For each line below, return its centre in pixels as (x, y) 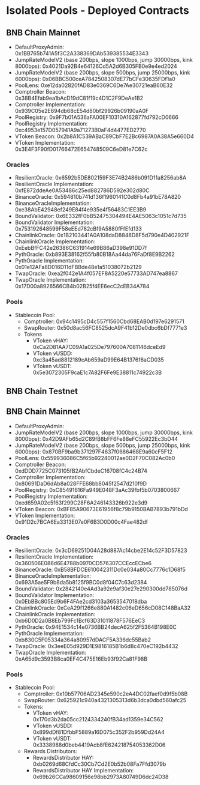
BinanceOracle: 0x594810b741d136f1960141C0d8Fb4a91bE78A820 (98, 197)
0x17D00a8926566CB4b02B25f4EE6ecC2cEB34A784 (82, 286)
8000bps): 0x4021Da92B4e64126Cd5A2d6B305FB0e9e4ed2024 (96, 66)
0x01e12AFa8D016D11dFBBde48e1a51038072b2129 (78, 267)
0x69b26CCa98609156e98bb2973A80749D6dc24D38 (101, 777)
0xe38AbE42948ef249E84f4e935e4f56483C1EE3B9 (81, 210)
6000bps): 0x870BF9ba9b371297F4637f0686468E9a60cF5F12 (93, 452)
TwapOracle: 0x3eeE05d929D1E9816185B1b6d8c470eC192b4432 (96, 646)
